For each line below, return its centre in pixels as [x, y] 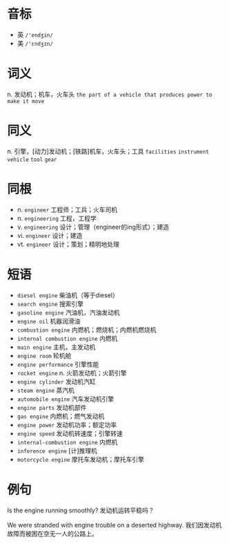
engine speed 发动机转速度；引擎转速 [70, 433]
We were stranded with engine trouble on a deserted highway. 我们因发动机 [114, 525]
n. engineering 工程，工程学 [57, 218]
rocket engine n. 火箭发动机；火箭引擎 [72, 373]
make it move [26, 101]
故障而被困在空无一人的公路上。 [52, 534]
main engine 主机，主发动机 [56, 347]
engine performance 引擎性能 [58, 364]
